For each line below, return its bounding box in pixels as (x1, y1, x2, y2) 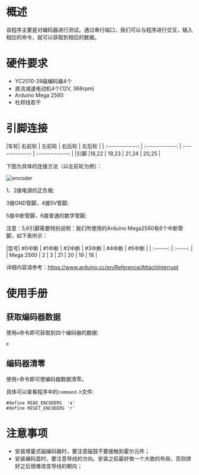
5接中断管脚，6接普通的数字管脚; (6, 212, 87, 219)
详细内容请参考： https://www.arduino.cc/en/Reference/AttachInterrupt (6, 263, 179, 270)
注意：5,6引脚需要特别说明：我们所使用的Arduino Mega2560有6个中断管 (6, 224, 184, 232)
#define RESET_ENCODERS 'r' (6, 405, 76, 411)
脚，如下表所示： (6, 232, 48, 239)
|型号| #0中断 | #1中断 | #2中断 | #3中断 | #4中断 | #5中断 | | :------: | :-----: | (6, 244, 193, 251)
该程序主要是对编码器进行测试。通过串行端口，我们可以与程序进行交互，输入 (6, 26, 193, 33)
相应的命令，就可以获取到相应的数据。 (6, 33, 99, 40)
